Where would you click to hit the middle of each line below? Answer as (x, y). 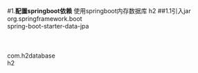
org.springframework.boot (45, 19)
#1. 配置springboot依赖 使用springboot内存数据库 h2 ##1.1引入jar (99, 11)
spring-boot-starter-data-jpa (48, 26)
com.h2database (31, 56)
